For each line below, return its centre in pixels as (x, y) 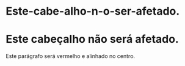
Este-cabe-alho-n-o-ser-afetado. (93, 11)
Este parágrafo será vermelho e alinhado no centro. (71, 56)
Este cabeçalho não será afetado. (92, 39)
